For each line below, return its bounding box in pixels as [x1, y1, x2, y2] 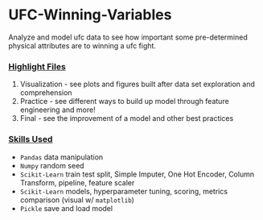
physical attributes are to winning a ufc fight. [8, 40, 157, 50]
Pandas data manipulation [19, 152, 104, 162]
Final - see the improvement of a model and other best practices [19, 114, 234, 123]
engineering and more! [19, 105, 96, 114]
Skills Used [8, 134, 53, 145]
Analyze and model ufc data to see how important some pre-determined [8, 32, 248, 42]
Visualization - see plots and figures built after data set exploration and [19, 79, 256, 89]
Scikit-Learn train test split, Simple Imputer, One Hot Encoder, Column [19, 169, 255, 179]
